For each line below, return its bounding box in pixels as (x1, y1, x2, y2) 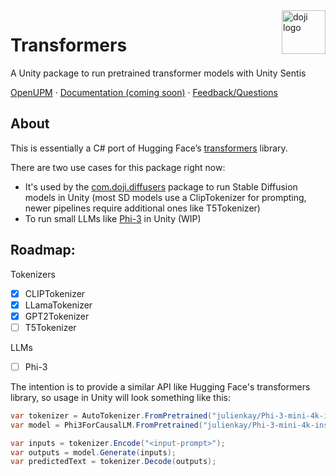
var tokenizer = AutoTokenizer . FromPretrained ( (10, 410, 213, 421)
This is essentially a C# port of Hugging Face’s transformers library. (10, 142, 288, 154)
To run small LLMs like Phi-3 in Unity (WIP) (24, 212, 202, 224)
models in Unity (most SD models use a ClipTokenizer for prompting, (24, 191, 307, 203)
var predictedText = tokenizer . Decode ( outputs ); (10, 457, 217, 467)
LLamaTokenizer (24, 299, 93, 311)
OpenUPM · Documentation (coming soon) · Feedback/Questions (10, 86, 278, 98)
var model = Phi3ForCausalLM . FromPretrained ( (10, 420, 203, 430)
